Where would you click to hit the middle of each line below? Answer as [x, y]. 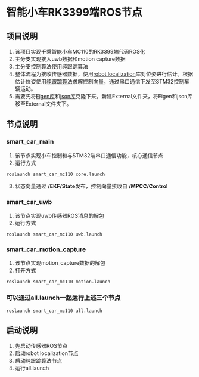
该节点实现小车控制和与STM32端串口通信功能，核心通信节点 [89, 155]
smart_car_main [30, 142]
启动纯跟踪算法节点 [38, 361]
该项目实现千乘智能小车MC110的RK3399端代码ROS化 [80, 52]
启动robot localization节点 [46, 353]
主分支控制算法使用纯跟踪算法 [51, 67]
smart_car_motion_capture [46, 249]
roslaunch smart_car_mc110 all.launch [54, 311]
